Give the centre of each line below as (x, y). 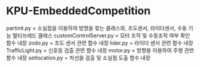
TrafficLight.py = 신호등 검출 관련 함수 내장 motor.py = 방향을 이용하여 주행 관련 (100, 50)
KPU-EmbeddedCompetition (79, 11)
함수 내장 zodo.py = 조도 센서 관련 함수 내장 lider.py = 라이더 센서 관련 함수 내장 (100, 43)
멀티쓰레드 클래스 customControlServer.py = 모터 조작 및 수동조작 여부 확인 (101, 35)
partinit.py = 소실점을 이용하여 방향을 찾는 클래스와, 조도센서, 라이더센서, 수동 (96, 28)
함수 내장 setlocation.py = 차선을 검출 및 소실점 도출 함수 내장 (79, 58)
